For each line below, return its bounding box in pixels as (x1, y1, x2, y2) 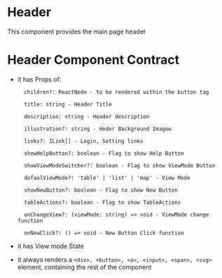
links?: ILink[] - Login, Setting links (24, 137, 144, 144)
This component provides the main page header (7, 27, 146, 36)
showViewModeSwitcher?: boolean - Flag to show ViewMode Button (24, 162, 216, 169)
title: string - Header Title (24, 101, 112, 108)
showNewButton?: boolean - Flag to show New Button (24, 186, 178, 193)
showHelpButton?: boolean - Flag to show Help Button (24, 150, 184, 157)
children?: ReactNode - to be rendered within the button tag (24, 88, 209, 95)
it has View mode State (17, 242, 84, 250)
